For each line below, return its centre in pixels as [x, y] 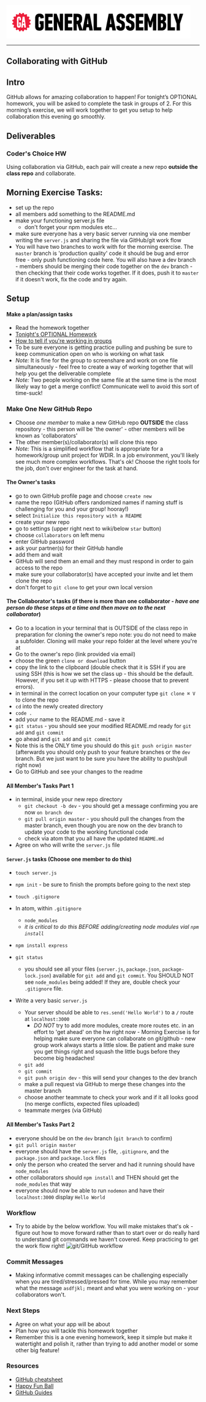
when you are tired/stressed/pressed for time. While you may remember [106, 1282]
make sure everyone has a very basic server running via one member [103, 233]
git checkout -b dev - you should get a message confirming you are [111, 806]
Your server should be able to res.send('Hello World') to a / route [109, 1012]
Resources [23, 1366]
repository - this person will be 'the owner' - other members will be [100, 429]
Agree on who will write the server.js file [67, 845]
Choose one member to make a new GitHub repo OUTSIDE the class [102, 422]
